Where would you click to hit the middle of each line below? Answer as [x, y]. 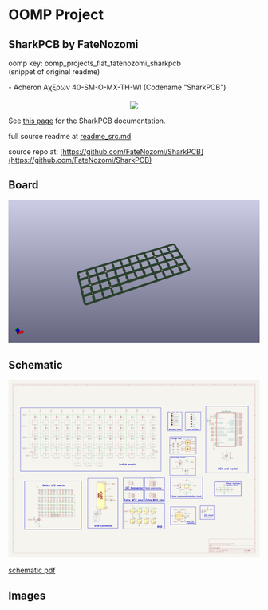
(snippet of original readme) [54, 72]
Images [27, 595]
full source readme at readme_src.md [70, 136]
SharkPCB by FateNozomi [73, 44]
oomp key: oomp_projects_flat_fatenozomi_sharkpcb [95, 63]
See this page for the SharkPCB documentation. [87, 121]
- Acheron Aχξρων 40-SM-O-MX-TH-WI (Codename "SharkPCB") [117, 87]
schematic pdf [32, 570]
